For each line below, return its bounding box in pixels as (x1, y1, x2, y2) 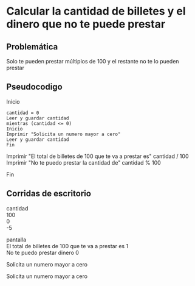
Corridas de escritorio (6, 188, 91, 199)
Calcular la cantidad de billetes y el (6, 4, 186, 18)
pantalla (6, 236, 26, 243)
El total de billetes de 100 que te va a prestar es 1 (6, 242, 129, 249)
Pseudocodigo (6, 82, 63, 92)
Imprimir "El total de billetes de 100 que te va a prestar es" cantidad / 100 (6, 152, 189, 160)
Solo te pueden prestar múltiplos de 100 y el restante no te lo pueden (6, 58, 179, 65)
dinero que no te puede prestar (6, 17, 166, 31)
